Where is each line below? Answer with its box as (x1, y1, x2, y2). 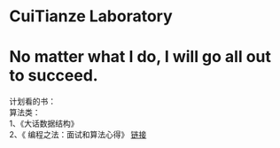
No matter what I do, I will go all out (9, 47, 272, 67)
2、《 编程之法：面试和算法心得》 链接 (9, 129, 147, 140)
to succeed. (9, 66, 99, 86)
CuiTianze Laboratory (9, 6, 173, 27)
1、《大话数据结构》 (9, 118, 79, 129)
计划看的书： (9, 96, 56, 107)
